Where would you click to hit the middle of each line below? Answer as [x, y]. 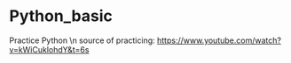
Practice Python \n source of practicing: [82, 40]
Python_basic [61, 16]
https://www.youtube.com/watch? [219, 40]
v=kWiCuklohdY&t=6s [49, 49]
